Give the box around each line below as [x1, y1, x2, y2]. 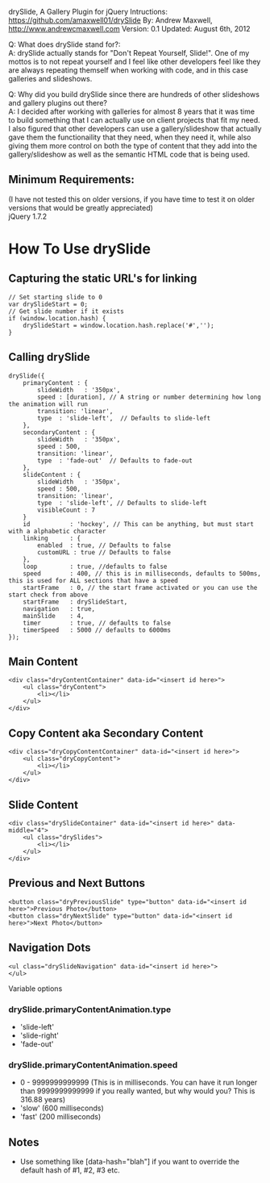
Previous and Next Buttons [8, 876, 146, 890]
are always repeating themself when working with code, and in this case [8, 65, 248, 75]
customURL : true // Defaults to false [37, 548, 172, 556]
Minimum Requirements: [8, 173, 135, 186]
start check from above [8, 591, 89, 599]
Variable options [8, 984, 63, 993]
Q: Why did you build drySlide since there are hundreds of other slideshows [8, 90, 260, 99]
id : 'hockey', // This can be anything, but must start [23, 520, 254, 528]
